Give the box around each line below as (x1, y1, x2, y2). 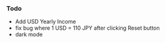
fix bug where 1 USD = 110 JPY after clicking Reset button (15, 24, 160, 31)
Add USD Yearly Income (15, 18, 76, 25)
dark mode (15, 31, 43, 38)
